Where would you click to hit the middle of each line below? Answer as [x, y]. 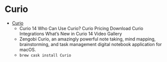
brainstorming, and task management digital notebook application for [90, 44]
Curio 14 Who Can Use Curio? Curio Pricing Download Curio [81, 28]
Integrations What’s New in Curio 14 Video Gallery [70, 33]
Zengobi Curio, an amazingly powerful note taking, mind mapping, [87, 39]
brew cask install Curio [45, 55]
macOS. [27, 49]
